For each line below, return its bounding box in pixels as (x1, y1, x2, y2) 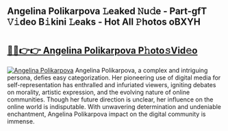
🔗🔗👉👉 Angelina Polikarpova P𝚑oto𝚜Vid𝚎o (7, 45, 198, 56)
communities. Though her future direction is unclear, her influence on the (7, 95, 214, 104)
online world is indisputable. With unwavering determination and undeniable (7, 103, 221, 110)
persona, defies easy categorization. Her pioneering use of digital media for (7, 73, 221, 82)
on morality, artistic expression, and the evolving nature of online (7, 88, 190, 96)
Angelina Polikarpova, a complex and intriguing (75, 67, 208, 74)
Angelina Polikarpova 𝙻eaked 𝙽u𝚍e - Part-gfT (7, 5, 207, 17)
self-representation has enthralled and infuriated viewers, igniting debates (7, 81, 216, 88)
